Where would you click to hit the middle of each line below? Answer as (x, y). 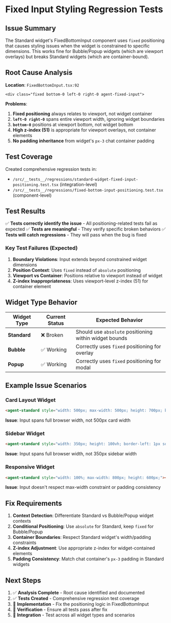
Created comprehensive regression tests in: (51, 169)
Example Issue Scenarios (46, 385)
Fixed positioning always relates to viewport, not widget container (82, 114)
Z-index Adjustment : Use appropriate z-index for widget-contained (84, 548)
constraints (24, 543)
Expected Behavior (120, 320)
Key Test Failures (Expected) (41, 248)
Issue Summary (31, 28)
